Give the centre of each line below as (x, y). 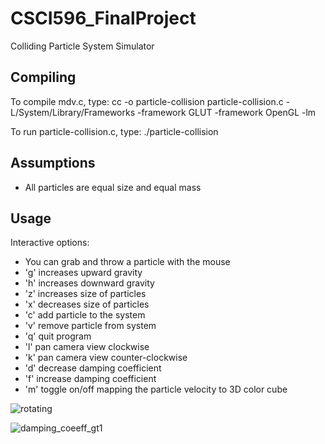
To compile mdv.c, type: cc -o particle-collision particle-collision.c (147, 101)
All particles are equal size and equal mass (113, 187)
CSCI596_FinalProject (103, 18)
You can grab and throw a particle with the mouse (127, 262)
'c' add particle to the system (85, 315)
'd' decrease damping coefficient (93, 368)
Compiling (43, 77)
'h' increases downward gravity (89, 283)
